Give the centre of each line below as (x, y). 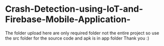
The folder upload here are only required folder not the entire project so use (82, 33)
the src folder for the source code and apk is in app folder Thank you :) (77, 38)
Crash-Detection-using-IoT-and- (74, 9)
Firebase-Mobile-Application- (68, 19)
